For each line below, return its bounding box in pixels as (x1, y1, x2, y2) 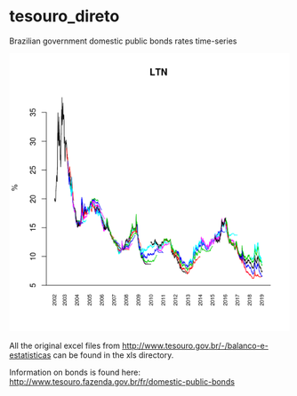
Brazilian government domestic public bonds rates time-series (9, 36, 237, 46)
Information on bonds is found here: (9, 367, 140, 378)
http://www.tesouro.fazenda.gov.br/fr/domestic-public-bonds (9, 376, 236, 387)
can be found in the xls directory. (52, 350, 174, 360)
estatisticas (9, 350, 52, 360)
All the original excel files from (9, 340, 120, 352)
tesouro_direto (9, 6, 120, 27)
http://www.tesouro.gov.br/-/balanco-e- (121, 340, 269, 352)
